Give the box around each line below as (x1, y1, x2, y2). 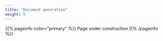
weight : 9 (5, 12, 26, 17)
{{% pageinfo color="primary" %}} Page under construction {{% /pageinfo (5, 25, 158, 31)
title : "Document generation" (5, 7, 68, 12)
